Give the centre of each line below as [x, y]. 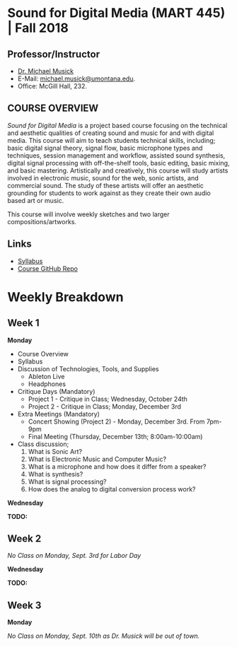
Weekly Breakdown [65, 297]
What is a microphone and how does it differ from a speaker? [117, 466]
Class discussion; [43, 444]
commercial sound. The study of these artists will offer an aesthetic [105, 185]
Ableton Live [46, 376]
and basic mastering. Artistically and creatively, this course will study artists [118, 170]
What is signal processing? [67, 482]
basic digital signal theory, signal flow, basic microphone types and [105, 148]
